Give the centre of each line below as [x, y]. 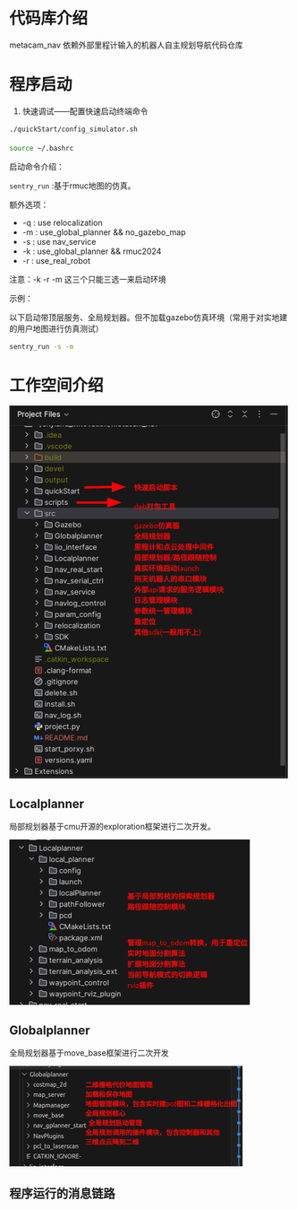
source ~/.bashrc [42, 148]
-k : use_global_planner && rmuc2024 [92, 251]
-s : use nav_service [59, 241]
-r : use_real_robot [56, 260]
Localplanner [47, 804]
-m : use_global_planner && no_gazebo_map [104, 232]
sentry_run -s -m [42, 346]
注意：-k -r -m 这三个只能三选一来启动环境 [88, 279]
